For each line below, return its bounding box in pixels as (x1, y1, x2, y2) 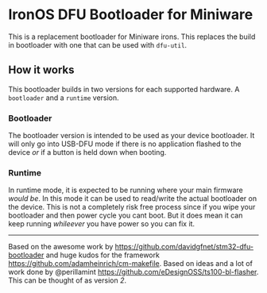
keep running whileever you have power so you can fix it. (8, 219, 195, 229)
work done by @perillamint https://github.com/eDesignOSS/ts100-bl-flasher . (8, 268, 259, 277)
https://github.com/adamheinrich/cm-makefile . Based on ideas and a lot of (8, 259, 253, 268)
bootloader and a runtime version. (8, 93, 119, 102)
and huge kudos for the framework (45, 250, 161, 260)
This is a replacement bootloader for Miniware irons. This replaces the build (8, 32, 256, 41)
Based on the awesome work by (8, 242, 114, 252)
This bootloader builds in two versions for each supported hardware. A (8, 84, 240, 94)
